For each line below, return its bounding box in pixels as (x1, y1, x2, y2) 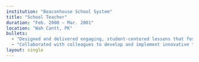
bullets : (6, 31, 28, 37)
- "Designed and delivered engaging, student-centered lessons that (11, 36, 184, 42)
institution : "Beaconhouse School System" (6, 8, 113, 15)
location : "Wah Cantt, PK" (6, 25, 73, 31)
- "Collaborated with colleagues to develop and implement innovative (11, 42, 190, 48)
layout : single (6, 47, 44, 53)
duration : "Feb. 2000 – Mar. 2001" (6, 19, 94, 25)
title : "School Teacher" (6, 14, 68, 20)
